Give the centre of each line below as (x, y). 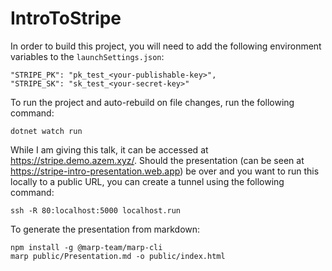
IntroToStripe (66, 18)
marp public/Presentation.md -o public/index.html (118, 256)
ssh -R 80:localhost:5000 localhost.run (96, 210)
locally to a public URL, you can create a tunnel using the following (147, 181)
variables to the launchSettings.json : (87, 56)
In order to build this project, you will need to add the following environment (166, 46)
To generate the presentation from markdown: (105, 229)
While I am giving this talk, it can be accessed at (109, 149)
